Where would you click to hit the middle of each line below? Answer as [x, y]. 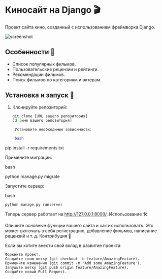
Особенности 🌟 [30, 52]
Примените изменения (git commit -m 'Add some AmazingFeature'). [73, 263]
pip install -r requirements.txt [34, 148]
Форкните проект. [23, 255]
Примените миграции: [29, 157]
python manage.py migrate [32, 176]
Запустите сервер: [25, 186]
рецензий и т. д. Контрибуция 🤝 [38, 236]
